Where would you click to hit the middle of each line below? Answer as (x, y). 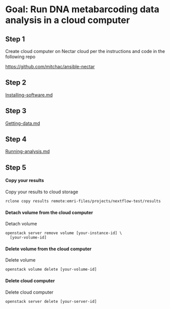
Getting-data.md (23, 123)
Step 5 (16, 168)
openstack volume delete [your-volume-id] (51, 269)
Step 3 (16, 111)
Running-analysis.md (28, 151)
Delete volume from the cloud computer (48, 249)
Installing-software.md (29, 95)
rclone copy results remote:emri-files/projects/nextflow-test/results (83, 201)
